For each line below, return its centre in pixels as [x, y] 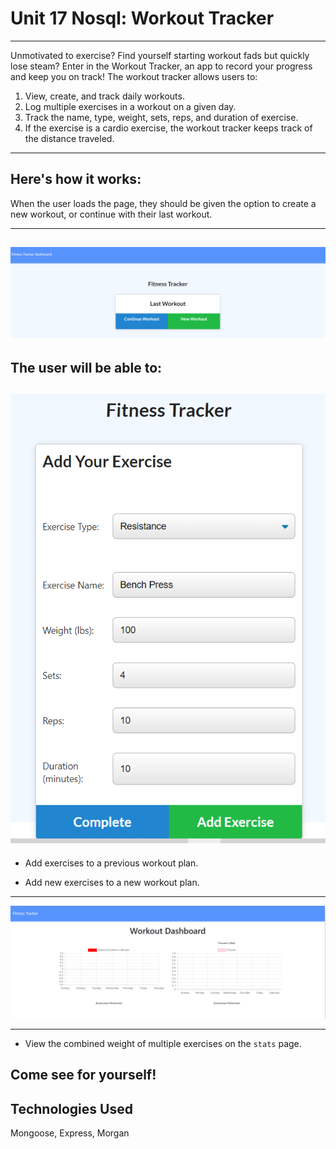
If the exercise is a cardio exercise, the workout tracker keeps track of [168, 128]
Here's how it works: [76, 179]
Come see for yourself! [83, 1075]
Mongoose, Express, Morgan [70, 1133]
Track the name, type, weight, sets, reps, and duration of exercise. [161, 117]
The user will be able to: [86, 367]
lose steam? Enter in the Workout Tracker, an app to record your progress [161, 66]
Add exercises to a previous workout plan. [111, 863]
